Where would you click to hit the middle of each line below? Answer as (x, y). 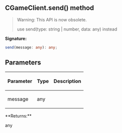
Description (67, 81)
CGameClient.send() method (50, 8)
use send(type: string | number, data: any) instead (67, 29)
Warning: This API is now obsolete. (52, 19)
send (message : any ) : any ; (31, 47)
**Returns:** (18, 116)
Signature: (16, 38)
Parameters (23, 63)
